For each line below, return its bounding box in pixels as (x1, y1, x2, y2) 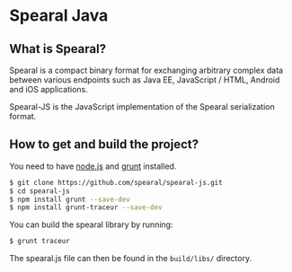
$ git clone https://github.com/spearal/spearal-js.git (9, 178, 223, 187)
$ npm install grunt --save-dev (9, 195, 130, 204)
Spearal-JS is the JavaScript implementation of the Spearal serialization (9, 101, 276, 112)
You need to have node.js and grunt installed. (9, 161, 177, 171)
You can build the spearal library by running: (9, 219, 173, 230)
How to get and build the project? (9, 136, 199, 153)
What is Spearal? (9, 41, 106, 57)
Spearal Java (9, 5, 109, 26)
